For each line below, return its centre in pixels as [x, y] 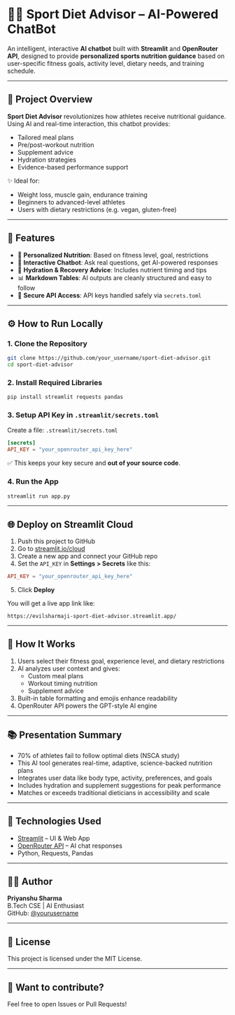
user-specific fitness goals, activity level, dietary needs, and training [106, 63]
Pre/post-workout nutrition [56, 145]
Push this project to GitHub [56, 541]
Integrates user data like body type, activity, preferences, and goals [115, 778]
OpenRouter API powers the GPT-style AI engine [87, 706]
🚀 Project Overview [50, 100]
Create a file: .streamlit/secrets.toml [63, 430]
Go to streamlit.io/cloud [51, 549]
